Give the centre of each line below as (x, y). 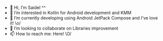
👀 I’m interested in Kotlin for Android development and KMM (70, 13)
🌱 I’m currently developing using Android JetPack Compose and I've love (84, 18)
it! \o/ (15, 23)
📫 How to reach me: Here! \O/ (40, 34)
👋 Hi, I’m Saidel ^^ (28, 8)
